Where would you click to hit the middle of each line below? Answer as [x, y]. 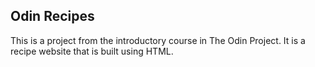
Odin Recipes [52, 16]
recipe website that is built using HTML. [92, 51]
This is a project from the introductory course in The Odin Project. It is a [158, 40]
